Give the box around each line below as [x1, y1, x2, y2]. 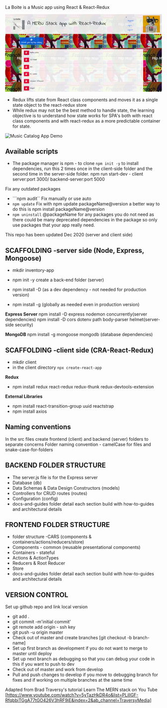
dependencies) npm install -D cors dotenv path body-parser [5, 317, 129, 323]
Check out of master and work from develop [12, 667, 103, 673]
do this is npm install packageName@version [12, 206, 105, 212]
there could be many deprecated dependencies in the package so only [12, 217, 158, 223]
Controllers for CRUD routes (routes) [12, 490, 87, 496]
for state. [12, 123, 31, 129]
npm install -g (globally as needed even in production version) [12, 302, 140, 308]
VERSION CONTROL [5, 590, 69, 599]
